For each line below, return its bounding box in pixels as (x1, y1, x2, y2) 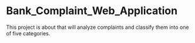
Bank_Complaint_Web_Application (6, 4, 178, 18)
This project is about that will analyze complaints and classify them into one (6, 24, 189, 31)
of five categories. (6, 29, 51, 37)
